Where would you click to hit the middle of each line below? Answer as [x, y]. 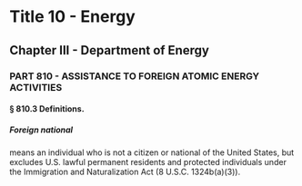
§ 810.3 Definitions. [47, 109]
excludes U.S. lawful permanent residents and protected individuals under [148, 162]
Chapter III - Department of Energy [109, 50]
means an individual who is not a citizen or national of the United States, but [152, 152]
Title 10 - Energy [73, 17]
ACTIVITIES [36, 87]
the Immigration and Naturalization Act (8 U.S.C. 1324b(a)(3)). [125, 172]
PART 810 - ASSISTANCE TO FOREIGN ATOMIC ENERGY [135, 76]
